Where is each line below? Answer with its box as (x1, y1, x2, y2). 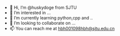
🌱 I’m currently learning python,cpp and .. (9, 15, 93, 20)
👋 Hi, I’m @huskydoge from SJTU (9, 5, 77, 10)
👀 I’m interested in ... (9, 10, 51, 16)
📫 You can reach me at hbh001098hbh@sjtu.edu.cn (9, 26, 115, 31)
